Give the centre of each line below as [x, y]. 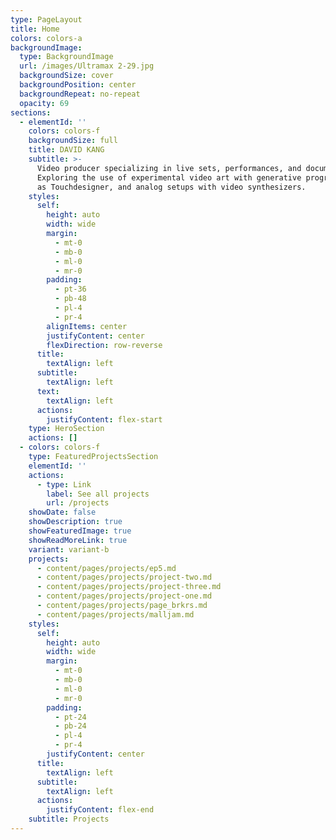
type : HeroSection [66, 429]
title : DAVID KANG [66, 150]
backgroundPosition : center [78, 85]
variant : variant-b [69, 549]
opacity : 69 [44, 103]
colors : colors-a [46, 38]
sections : [31, 112]
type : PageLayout [46, 19]
